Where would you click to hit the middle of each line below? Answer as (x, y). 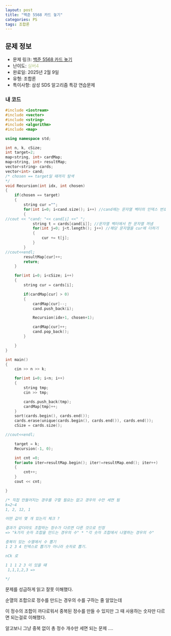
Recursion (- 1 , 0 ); (34, 449)
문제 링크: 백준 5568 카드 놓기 (42, 60)
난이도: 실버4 (26, 66)
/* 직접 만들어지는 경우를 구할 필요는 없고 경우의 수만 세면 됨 (63, 500)
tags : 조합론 (17, 24)
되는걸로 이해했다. (28, 618)
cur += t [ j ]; (55, 238)
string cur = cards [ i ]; (49, 285)
